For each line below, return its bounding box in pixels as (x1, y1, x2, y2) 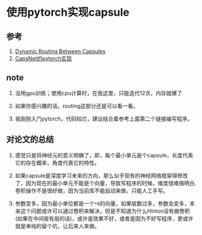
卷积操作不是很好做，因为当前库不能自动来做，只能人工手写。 (14, 187, 169, 194)
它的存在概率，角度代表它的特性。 (14, 159, 100, 166)
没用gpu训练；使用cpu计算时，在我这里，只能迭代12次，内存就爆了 (14, 89, 183, 96)
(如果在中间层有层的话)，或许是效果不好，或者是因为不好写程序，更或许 (14, 215, 194, 222)
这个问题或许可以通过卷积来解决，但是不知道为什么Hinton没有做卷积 (20, 207, 190, 215)
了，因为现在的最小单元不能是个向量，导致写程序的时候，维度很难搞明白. (14, 179, 197, 187)
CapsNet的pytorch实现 (14, 55, 72, 62)
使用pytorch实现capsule (6, 5, 130, 19)
